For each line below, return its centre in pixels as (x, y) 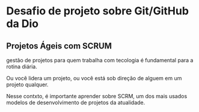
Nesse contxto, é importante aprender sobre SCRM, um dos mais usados (97, 96)
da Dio (23, 24)
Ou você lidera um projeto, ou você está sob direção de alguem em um (94, 78)
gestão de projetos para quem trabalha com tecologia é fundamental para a (100, 60)
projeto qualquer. (27, 84)
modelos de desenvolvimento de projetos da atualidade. (76, 102)
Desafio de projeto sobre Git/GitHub (98, 11)
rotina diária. (22, 66)
